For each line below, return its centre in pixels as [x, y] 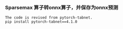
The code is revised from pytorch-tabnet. [49, 18]
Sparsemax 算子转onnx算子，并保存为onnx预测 [62, 7]
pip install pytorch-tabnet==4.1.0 [41, 22]
